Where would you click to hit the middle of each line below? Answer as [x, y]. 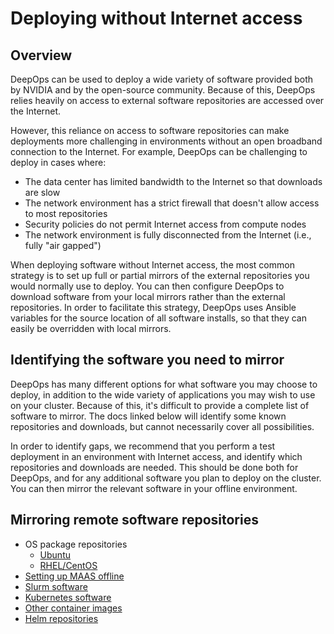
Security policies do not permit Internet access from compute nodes [165, 224]
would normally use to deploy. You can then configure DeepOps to [147, 286]
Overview [41, 55]
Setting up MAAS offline [74, 576]
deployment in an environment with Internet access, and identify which [156, 456]
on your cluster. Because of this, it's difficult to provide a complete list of [160, 405]
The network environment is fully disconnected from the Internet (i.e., [168, 235]
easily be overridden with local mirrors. [91, 328]
